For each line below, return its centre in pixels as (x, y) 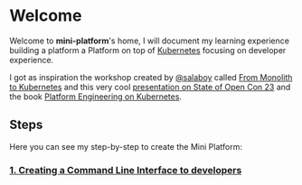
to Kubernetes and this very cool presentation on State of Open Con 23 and (150, 87)
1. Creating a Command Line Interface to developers (126, 170)
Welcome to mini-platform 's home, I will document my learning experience (149, 41)
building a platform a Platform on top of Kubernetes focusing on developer (148, 50)
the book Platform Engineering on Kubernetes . (96, 97)
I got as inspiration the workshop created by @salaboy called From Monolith (151, 77)
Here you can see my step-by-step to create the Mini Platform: (126, 146)
